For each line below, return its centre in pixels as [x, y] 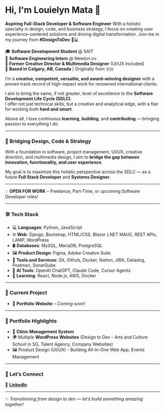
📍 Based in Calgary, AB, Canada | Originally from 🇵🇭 [59, 69]
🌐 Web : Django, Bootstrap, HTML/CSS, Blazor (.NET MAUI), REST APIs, [84, 234]
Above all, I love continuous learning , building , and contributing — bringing [82, 118]
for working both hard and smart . [39, 109]
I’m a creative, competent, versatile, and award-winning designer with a [80, 79]
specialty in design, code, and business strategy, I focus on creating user [79, 29]
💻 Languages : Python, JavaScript [47, 227]
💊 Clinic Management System [43, 332]
